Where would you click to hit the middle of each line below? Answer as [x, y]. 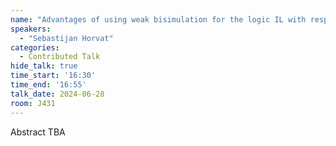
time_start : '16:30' [53, 76]
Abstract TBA [38, 132]
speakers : [31, 29]
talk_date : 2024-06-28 [57, 94]
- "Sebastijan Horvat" [66, 38]
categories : [35, 47]
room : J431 [33, 103]
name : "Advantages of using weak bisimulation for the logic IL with [158, 19]
